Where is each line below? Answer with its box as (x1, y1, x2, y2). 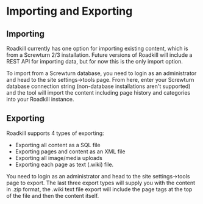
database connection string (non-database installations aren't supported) (6, 82, 191, 90)
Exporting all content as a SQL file (15, 141, 101, 148)
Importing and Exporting (6, 4, 133, 18)
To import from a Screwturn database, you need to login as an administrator (6, 70, 197, 77)
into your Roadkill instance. (6, 96, 74, 103)
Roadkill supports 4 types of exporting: (6, 129, 105, 137)
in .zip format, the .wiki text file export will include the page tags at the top (6, 185, 193, 193)
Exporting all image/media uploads (15, 154, 102, 161)
